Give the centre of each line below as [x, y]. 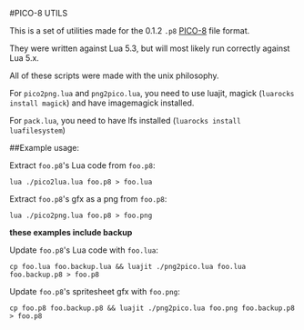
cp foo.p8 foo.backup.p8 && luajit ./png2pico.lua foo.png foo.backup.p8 [152, 308]
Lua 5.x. [24, 58]
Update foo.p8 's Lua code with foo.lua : [84, 250]
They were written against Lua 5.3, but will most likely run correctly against [150, 48]
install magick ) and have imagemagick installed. [102, 103]
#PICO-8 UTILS [39, 13]
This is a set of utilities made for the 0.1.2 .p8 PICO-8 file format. [130, 30]
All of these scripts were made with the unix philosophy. [115, 75]
